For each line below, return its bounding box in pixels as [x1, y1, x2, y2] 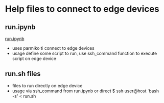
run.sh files [5, 70, 41, 78]
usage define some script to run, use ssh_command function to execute [12, 50, 157, 56]
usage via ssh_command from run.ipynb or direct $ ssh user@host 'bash [12, 88, 159, 94]
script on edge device [12, 56, 56, 62]
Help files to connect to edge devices [5, 3, 160, 15]
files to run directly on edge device [12, 82, 83, 88]
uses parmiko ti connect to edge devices [12, 45, 94, 51]
